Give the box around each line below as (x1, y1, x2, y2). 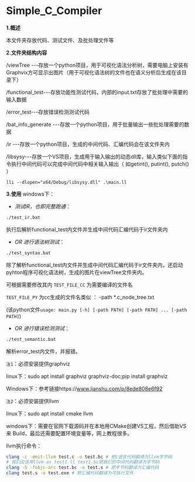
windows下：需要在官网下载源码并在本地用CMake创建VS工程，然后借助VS (6, 422, 187, 429)
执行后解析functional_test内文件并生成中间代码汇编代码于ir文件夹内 (6, 225, 168, 233)
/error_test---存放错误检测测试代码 (6, 108, 90, 115)
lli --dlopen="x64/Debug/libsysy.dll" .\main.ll (6, 179, 127, 185)
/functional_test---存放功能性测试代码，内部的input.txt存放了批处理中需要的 (6, 88, 189, 95)
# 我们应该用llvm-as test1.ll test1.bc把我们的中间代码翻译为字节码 (6, 459, 160, 465)
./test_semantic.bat (6, 336, 57, 342)
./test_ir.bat (6, 214, 41, 220)
